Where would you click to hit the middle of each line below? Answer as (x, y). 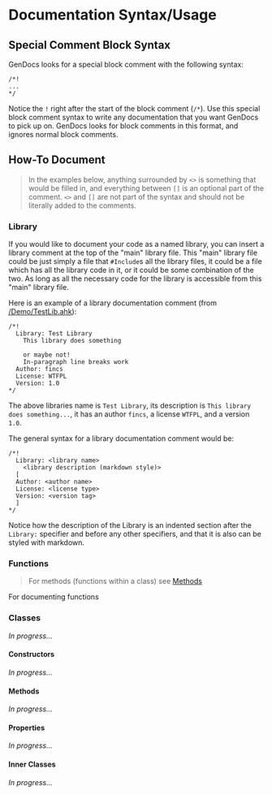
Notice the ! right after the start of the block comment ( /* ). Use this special (134, 108)
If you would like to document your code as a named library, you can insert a (136, 244)
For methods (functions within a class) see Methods (115, 581)
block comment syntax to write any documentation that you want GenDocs (134, 117)
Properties (27, 728)
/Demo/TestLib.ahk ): (43, 312)
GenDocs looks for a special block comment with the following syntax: (126, 64)
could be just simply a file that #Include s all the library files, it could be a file (135, 261)
